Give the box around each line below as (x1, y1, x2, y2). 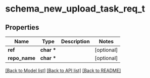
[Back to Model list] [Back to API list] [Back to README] (5, 67, 121, 73)
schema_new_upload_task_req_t (5, 3, 145, 15)
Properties (5, 23, 39, 32)
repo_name (8, 55, 36, 61)
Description (61, 38, 90, 45)
